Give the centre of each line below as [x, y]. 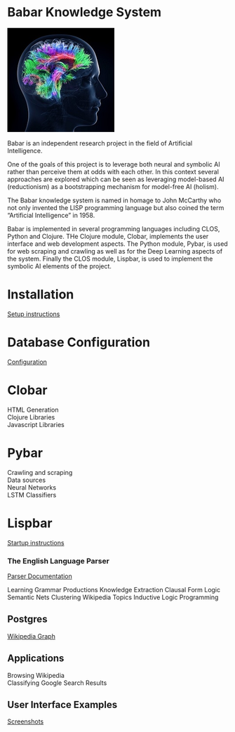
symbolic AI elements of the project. [60, 266]
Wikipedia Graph [32, 636]
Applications [36, 659]
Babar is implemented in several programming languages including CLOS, [114, 228]
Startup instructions [36, 542]
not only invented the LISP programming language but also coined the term [116, 207]
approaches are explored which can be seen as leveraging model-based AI [116, 179]
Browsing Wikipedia [36, 675]
